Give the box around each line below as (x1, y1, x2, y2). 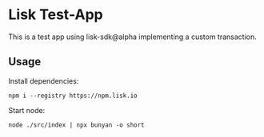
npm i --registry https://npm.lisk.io (8, 92, 138, 100)
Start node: (8, 105, 46, 115)
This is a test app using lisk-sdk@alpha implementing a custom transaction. (8, 32, 258, 41)
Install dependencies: (8, 76, 79, 85)
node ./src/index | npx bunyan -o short (8, 121, 146, 129)
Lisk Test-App (8, 6, 103, 24)
